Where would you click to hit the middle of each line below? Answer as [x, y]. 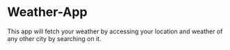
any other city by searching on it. [55, 38]
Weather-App [48, 12]
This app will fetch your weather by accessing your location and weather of [115, 31]
